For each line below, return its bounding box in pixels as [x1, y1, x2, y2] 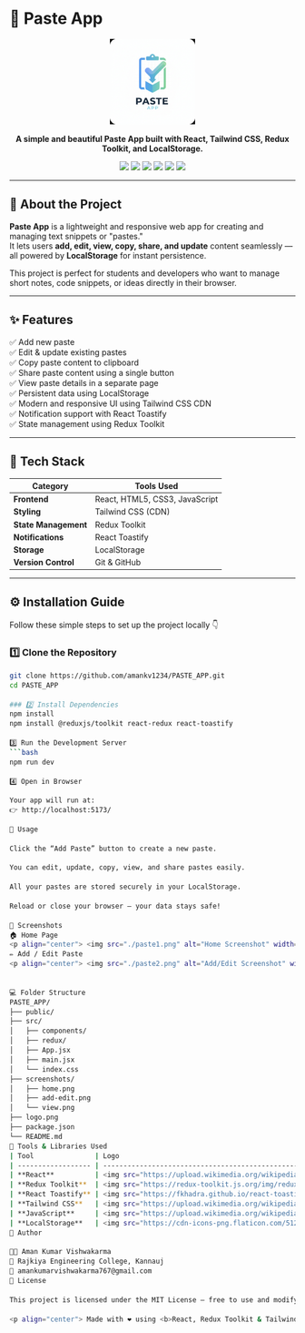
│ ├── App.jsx [9, 1046, 71, 1055]
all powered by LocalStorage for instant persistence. [9, 249, 207, 260]
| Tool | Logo [9, 1151, 120, 1160]
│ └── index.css [9, 1064, 79, 1074]
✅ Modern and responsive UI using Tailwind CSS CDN [9, 398, 212, 409]
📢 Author [9, 1228, 43, 1237]
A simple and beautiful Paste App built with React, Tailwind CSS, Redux [15, 133, 290, 144]
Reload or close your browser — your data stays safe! [9, 901, 221, 911]
